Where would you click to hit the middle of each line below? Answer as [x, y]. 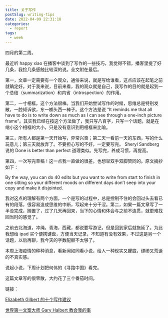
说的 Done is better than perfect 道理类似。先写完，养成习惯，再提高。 [78, 150]
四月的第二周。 [20, 52]
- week [16, 38]
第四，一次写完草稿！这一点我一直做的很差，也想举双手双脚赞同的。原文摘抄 [84, 161]
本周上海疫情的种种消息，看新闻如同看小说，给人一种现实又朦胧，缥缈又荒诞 [84, 250]
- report [19, 28]
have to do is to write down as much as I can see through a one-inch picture [83, 115]
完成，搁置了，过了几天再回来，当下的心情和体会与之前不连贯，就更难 [86, 210]
